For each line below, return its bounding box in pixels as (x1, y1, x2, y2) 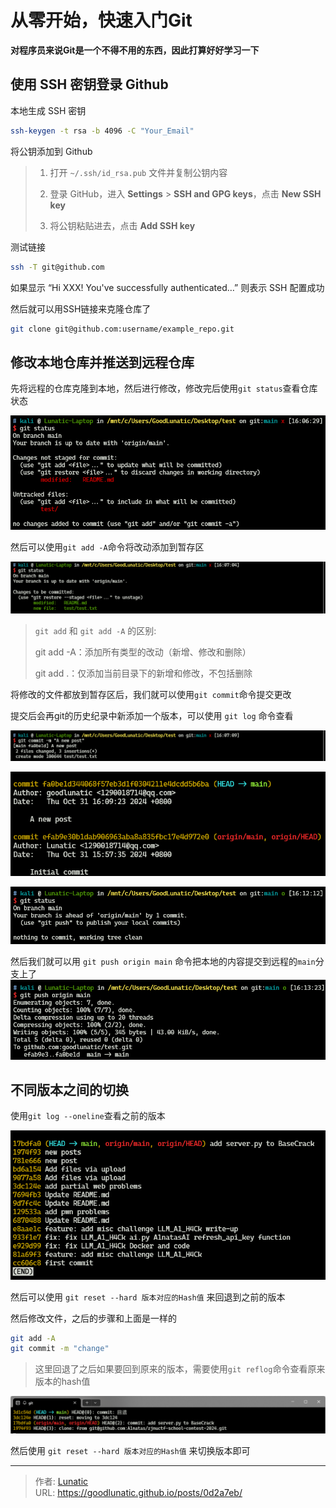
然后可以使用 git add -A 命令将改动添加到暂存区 (10, 541, 205, 553)
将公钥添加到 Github (10, 145, 93, 157)
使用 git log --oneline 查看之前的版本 (10, 1110, 166, 1122)
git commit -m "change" (10, 1344, 110, 1354)
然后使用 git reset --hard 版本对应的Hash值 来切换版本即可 (10, 1445, 251, 1457)
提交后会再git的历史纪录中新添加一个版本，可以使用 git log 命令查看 (10, 709, 294, 721)
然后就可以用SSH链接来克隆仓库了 (10, 302, 152, 315)
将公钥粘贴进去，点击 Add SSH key (49, 219, 196, 231)
